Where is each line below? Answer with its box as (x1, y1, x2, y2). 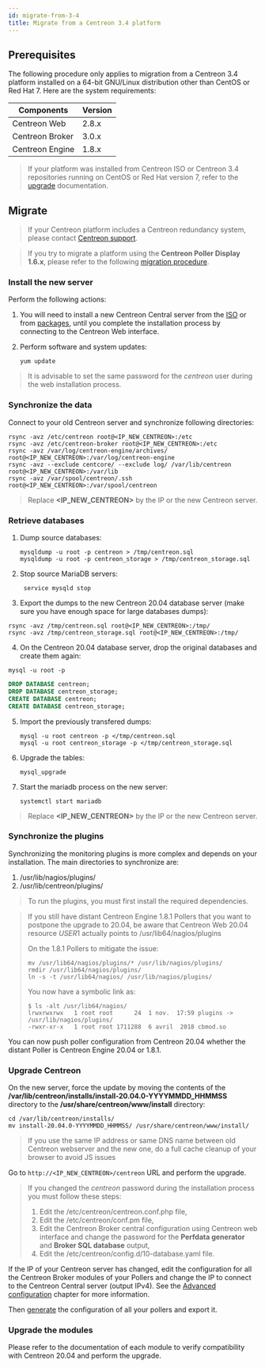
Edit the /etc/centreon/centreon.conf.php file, (39, 1207, 187, 1217)
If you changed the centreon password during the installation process (27, 1184, 255, 1193)
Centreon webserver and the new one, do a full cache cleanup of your (27, 1144, 257, 1154)
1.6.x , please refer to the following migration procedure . (27, 257, 210, 267)
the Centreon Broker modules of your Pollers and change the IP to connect (8, 1273, 252, 1283)
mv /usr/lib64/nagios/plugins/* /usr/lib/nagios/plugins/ (27, 959, 223, 967)
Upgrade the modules (8, 1324, 93, 1336)
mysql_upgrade (19, 768, 66, 776)
